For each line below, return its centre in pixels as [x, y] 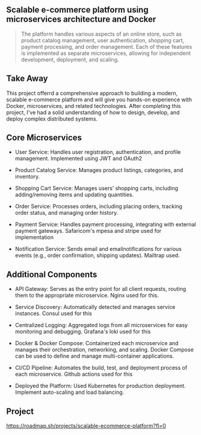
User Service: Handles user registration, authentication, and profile [98, 152]
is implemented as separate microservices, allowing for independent [106, 53]
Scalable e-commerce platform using [77, 10]
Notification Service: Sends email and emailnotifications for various [98, 249]
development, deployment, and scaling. [70, 59]
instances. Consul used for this [53, 314]
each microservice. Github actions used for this [74, 374]
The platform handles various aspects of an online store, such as [101, 34]
